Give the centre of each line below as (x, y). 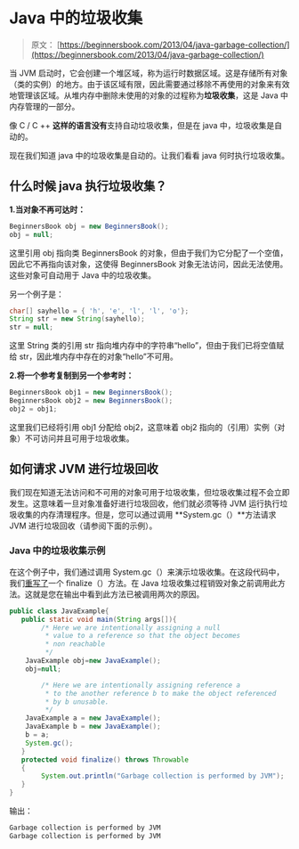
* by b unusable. (77, 702)
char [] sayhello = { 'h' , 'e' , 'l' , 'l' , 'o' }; (99, 311)
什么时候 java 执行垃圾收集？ (88, 187)
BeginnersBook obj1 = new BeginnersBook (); (91, 393)
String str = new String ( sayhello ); (77, 319)
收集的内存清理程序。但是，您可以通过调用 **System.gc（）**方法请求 (146, 514)
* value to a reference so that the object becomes (143, 636)
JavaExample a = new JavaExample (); (93, 718)
